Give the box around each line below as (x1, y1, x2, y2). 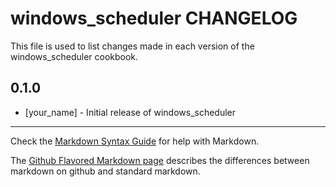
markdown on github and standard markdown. (10, 165, 201, 177)
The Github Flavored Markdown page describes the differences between (10, 154, 310, 166)
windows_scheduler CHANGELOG (10, 7, 298, 30)
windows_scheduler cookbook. (10, 50, 139, 62)
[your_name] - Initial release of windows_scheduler (24, 106, 237, 118)
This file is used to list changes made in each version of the (10, 40, 255, 52)
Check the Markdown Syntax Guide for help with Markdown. (10, 135, 260, 147)
